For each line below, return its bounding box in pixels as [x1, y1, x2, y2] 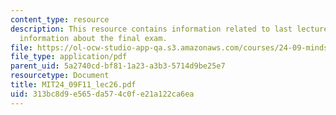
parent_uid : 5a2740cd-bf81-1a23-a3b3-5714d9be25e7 [10, 61, 226, 71]
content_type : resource [10, 14, 110, 25]
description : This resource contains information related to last [10, 24, 293, 34]
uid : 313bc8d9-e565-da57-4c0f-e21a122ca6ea [10, 89, 195, 99]
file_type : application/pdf [10, 52, 128, 62]
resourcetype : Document [10, 71, 110, 81]
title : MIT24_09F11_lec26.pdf [10, 80, 137, 90]
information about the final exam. [19, 33, 168, 43]
